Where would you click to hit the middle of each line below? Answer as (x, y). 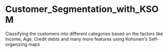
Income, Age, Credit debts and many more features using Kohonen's (76, 39)
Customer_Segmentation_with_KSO (82, 9)
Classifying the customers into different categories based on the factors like (84, 33)
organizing (16, 44)
